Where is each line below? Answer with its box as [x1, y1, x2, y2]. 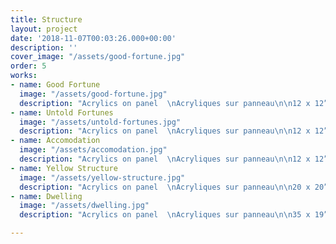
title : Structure [10, 14, 83, 25]
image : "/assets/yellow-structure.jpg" [19, 172, 186, 183]
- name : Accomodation [10, 136, 101, 146]
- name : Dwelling [10, 191, 83, 201]
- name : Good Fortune [10, 80, 101, 90]
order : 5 [10, 61, 47, 71]
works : [10, 71, 38, 81]
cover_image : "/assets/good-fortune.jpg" [10, 52, 186, 62]
